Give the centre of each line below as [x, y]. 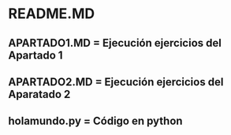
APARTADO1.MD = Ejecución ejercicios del [115, 43]
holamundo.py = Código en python [95, 121]
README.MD [52, 14]
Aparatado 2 [39, 94]
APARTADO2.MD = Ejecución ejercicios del [116, 82]
